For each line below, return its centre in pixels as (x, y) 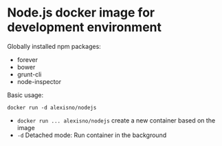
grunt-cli (29, 74)
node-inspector (39, 81)
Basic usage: (25, 95)
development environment (84, 27)
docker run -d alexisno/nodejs (52, 107)
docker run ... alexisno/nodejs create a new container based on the (116, 120)
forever (27, 59)
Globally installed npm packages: (54, 46)
